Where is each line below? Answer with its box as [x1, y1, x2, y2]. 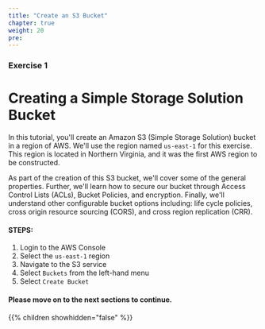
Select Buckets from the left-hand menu [19, 268, 149, 278]
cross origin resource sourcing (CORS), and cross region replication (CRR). [8, 207, 253, 217]
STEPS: [8, 225, 33, 234]
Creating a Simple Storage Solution [8, 89, 244, 107]
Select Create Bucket [19, 277, 90, 286]
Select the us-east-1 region [19, 251, 110, 261]
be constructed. [8, 158, 61, 168]
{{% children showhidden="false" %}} [8, 312, 133, 322]
